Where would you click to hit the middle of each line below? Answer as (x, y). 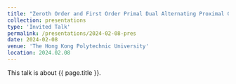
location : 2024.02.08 (39, 53)
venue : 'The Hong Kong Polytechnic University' (78, 46)
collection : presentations (47, 20)
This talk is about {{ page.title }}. (54, 72)
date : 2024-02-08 (33, 40)
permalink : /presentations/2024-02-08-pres (72, 33)
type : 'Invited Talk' (39, 27)
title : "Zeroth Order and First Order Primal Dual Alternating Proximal (116, 14)
